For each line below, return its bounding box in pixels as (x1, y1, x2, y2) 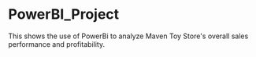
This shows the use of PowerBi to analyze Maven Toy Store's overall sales (8, 31, 249, 41)
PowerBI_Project (8, 5, 120, 23)
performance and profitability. (8, 39, 105, 48)
